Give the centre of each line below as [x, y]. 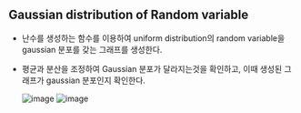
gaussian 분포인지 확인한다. [96, 80]
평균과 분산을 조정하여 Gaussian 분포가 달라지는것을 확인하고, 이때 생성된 [152, 68]
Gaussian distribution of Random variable [129, 15]
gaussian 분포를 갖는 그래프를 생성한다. [92, 49]
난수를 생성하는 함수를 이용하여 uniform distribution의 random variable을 [153, 38]
